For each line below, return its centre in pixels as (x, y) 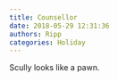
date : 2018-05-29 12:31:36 (59, 26)
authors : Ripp (36, 34)
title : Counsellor (43, 17)
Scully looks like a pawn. (55, 68)
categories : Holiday (48, 42)
